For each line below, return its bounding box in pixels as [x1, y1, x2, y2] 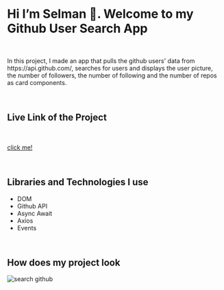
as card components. [7, 78, 67, 86]
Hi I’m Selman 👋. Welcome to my [7, 6, 194, 22]
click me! [7, 143, 33, 152]
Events [16, 223, 37, 232]
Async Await [16, 209, 53, 217]
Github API [16, 202, 48, 210]
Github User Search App [7, 21, 148, 36]
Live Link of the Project [7, 112, 108, 123]
